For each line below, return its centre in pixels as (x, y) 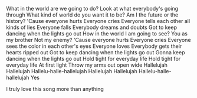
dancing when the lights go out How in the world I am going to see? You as (97, 34)
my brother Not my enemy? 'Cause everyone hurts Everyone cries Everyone (98, 40)
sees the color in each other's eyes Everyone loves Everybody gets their (94, 46)
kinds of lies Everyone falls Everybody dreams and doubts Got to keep (91, 27)
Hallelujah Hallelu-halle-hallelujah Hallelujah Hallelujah (72, 71)
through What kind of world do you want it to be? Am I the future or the (92, 15)
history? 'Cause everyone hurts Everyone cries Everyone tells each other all (98, 21)
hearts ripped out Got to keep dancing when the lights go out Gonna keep (96, 52)
